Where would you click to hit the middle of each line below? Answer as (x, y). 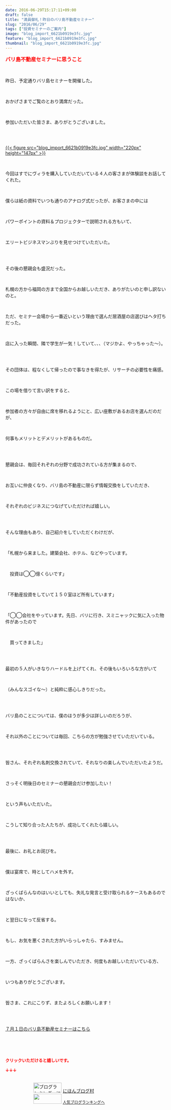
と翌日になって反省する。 (32, 919)
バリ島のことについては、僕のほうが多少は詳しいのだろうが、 (70, 715)
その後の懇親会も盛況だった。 (36, 268)
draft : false (19, 15)
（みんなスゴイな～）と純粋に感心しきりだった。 (57, 689)
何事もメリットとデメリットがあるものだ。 (50, 438)
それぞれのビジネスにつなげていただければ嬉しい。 (59, 506)
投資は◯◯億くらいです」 (38, 573)
